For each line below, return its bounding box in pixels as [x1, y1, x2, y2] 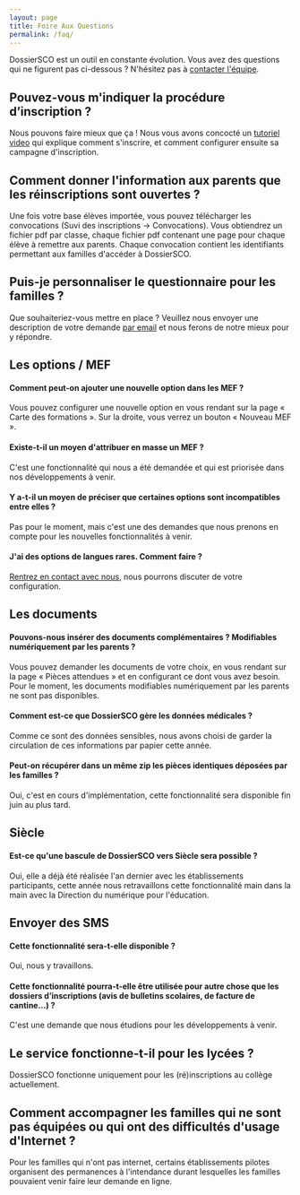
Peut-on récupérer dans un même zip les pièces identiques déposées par [9, 760, 288, 771]
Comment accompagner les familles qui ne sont [9, 1104, 282, 1121]
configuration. [9, 581, 61, 592]
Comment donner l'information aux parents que [9, 172, 281, 188]
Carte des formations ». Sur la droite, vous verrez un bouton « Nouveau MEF [9, 411, 292, 422]
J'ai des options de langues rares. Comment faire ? [9, 551, 203, 562]
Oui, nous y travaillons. [9, 960, 94, 971]
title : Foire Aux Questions [9, 22, 115, 30]
